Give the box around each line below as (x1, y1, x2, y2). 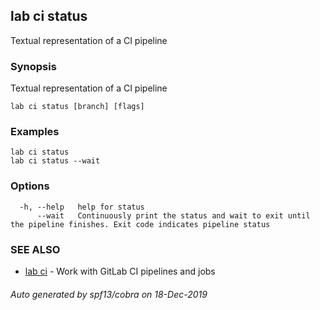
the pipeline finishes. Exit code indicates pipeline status (10, 219, 271, 229)
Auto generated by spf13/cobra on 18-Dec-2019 (10, 288, 208, 300)
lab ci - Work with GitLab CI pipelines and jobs (24, 265, 216, 277)
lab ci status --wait (10, 156, 101, 166)
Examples (10, 125, 60, 139)
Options (10, 179, 50, 193)
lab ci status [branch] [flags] (10, 102, 145, 112)
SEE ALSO (10, 242, 61, 256)
